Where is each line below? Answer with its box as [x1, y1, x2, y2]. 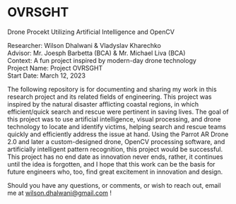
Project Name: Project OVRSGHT [7, 64, 103, 72]
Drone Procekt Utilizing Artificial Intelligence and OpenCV [7, 28, 175, 36]
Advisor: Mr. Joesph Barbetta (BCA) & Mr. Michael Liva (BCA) [7, 49, 186, 57]
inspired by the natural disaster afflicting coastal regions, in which [7, 100, 199, 108]
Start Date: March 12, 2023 [7, 71, 86, 80]
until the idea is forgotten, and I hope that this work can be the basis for [7, 160, 216, 168]
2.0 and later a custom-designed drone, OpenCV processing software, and [7, 137, 225, 145]
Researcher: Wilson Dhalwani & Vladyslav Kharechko [7, 41, 161, 49]
